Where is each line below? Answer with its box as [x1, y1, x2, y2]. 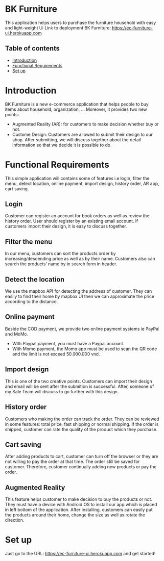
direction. [5, 517, 24, 523]
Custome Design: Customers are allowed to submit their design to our [12, 131, 153, 137]
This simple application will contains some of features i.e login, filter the [5, 175, 150, 181]
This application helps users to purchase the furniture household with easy [5, 20, 156, 25]
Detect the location [5, 275, 65, 283]
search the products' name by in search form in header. [5, 261, 117, 267]
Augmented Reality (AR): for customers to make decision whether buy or [12, 121, 159, 127]
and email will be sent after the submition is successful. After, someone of [5, 383, 154, 389]
